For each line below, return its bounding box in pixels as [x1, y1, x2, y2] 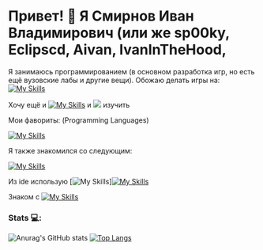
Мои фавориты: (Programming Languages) [8, 115, 149, 125]
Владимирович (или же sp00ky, [8, 24, 230, 42]
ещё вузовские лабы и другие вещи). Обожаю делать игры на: [8, 75, 220, 85]
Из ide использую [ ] [8, 176, 112, 186]
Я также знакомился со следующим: [8, 146, 133, 155]
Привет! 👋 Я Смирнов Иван [8, 7, 195, 25]
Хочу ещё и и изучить [8, 100, 130, 109]
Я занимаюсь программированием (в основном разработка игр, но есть [8, 66, 255, 76]
